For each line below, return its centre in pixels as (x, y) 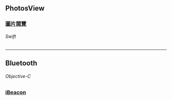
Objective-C (18, 76)
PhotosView (25, 8)
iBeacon (16, 92)
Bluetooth (21, 63)
